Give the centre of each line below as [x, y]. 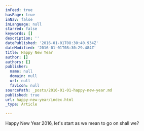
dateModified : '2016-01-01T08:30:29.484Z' [51, 48]
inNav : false [19, 19]
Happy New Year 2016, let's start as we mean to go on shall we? [72, 123]
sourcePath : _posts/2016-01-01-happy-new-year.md [59, 90]
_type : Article [21, 105]
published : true [22, 95]
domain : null [24, 76]
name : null [21, 72]
